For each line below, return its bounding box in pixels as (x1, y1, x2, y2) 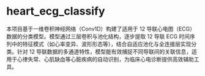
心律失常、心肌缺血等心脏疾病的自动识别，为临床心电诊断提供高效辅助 (17, 55, 194, 63)
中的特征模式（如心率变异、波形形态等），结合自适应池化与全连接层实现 (11, 40, 192, 47)
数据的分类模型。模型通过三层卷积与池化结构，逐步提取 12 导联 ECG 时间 (6, 32, 190, 40)
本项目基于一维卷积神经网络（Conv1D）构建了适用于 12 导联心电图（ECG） (6, 25, 196, 32)
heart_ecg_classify (6, 4, 105, 18)
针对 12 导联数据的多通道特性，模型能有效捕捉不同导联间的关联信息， (17, 47, 192, 55)
